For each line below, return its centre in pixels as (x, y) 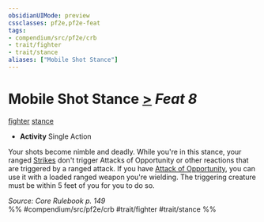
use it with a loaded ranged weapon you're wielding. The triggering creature (132, 177)
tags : (17, 30)
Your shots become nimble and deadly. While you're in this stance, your (125, 151)
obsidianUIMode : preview (49, 15)
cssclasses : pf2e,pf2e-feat (55, 23)
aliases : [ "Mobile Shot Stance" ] (63, 60)
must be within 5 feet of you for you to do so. (82, 185)
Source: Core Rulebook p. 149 (57, 201)
